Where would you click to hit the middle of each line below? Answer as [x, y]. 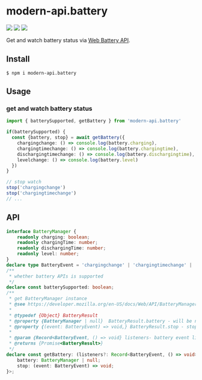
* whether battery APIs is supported [56, 276]
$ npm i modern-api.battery [41, 73]
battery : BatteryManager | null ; [59, 360]
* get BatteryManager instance [48, 299]
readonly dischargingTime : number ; [62, 248]
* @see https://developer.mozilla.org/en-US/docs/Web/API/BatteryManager [103, 304]
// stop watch [24, 182]
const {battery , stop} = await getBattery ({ [68, 138]
